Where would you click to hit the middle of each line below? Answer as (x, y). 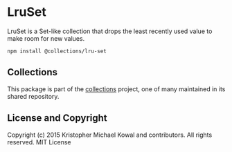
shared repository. (33, 96)
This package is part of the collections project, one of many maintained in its (116, 89)
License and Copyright (57, 118)
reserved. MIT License (39, 142)
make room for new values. (46, 38)
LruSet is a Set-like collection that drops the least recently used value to (110, 31)
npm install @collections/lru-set (57, 51)
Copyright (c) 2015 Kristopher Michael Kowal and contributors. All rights (110, 135)
